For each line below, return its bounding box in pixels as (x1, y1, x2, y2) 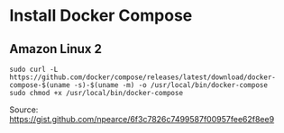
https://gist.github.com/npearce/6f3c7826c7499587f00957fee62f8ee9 (9, 114, 275, 124)
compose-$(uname (9, 81, 70, 90)
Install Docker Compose (9, 5, 193, 26)
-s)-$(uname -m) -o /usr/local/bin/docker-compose (73, 81, 269, 90)
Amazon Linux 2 (9, 41, 102, 57)
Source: (9, 104, 39, 115)
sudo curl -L (9, 65, 59, 74)
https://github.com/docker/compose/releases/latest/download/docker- (9, 73, 277, 82)
